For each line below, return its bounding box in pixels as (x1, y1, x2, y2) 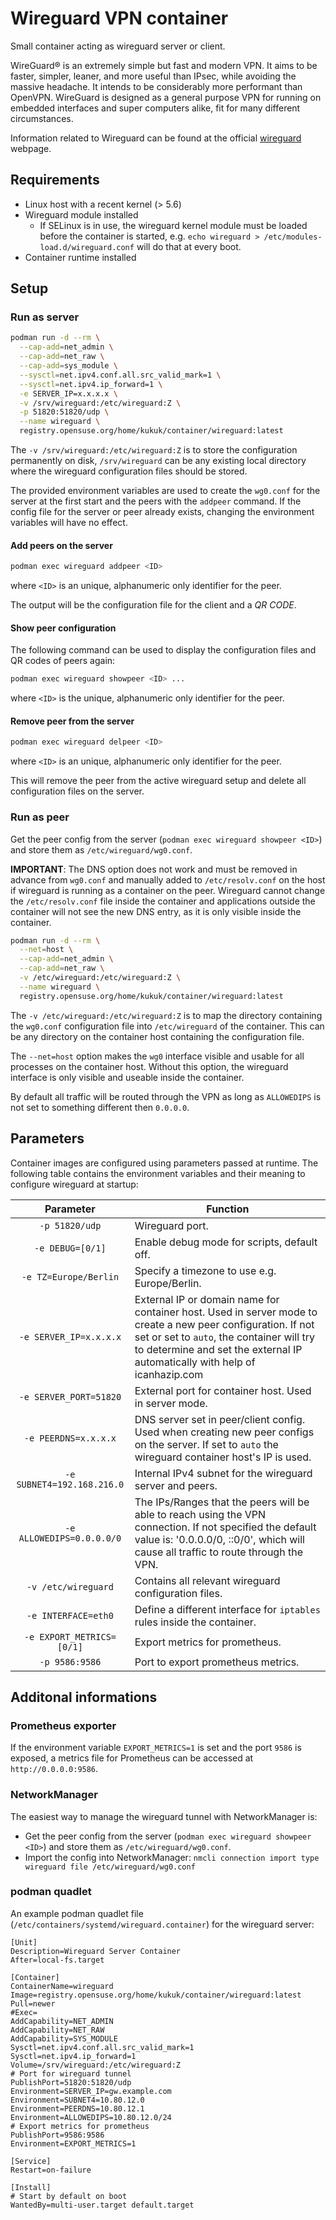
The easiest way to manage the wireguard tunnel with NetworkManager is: (10, 1810, 318, 1822)
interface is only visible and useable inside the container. (10, 1071, 245, 1083)
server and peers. (134, 1478, 218, 1492)
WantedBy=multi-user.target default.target (10, 2200, 195, 2210)
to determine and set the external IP (134, 1342, 303, 1356)
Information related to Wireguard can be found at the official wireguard (10, 132, 302, 144)
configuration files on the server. (10, 785, 145, 797)
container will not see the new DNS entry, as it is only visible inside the (10, 905, 302, 917)
